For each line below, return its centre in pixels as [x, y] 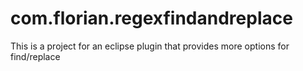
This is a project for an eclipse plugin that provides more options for [150, 46]
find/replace [35, 56]
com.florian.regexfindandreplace [151, 18]
